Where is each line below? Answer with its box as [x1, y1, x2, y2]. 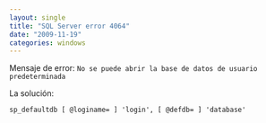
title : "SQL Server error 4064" [9, 22, 130, 31]
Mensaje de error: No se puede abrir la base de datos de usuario [9, 63, 258, 74]
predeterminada [9, 73, 66, 82]
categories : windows [9, 38, 87, 48]
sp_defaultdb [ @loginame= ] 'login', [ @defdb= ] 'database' [9, 105, 246, 115]
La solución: [9, 88, 55, 99]
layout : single [9, 13, 66, 22]
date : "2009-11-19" [9, 30, 82, 39]
